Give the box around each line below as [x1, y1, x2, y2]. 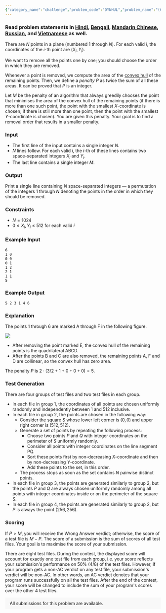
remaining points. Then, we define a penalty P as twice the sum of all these [5, 77, 159, 83]
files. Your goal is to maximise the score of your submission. [5, 541, 127, 547]
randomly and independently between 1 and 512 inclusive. [12, 406, 130, 412]
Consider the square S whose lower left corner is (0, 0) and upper [19, 417, 153, 423]
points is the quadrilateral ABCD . [12, 348, 79, 354]
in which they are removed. [5, 63, 61, 69]
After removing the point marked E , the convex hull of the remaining [12, 342, 151, 348]
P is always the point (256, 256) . [12, 507, 78, 513]
